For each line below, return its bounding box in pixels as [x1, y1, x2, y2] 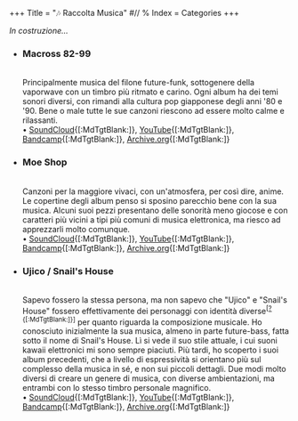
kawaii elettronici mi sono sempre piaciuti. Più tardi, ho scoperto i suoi [21, 344, 278, 355]
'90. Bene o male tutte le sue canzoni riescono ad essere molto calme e [21, 106, 285, 117]
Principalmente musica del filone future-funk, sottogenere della [21, 77, 255, 88]
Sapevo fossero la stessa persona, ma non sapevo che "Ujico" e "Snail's [21, 294, 287, 305]
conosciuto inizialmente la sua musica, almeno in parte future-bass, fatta [21, 326, 289, 336]
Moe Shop [21, 156, 68, 168]
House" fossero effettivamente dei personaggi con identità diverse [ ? [21, 304, 273, 316]
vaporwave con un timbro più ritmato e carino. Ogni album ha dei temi [21, 86, 278, 97]
